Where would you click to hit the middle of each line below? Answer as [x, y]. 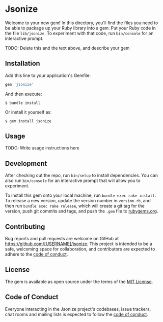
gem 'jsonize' [20, 84]
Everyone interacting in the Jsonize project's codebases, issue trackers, [78, 309]
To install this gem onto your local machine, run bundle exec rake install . [81, 195]
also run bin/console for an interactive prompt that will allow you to [73, 180]
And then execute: [24, 94]
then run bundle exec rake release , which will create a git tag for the [75, 206]
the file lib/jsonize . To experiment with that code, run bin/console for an [79, 33]
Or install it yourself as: [28, 112]
